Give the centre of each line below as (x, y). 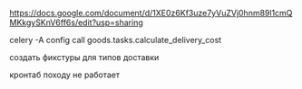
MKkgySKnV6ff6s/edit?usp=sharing (76, 22)
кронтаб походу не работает (65, 75)
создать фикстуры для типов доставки (84, 57)
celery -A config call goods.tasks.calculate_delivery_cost (116, 40)
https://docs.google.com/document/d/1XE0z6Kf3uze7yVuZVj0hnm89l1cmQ (151, 13)
